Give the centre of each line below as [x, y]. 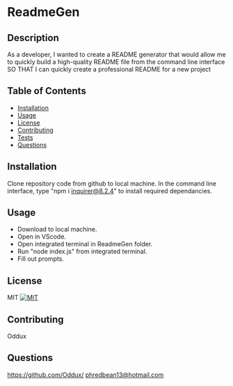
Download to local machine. [57, 230]
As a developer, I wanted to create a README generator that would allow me [116, 54]
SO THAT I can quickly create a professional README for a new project [109, 69]
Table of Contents [47, 91]
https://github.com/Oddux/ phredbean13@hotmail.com [86, 375]
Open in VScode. [41, 236]
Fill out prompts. [41, 259]
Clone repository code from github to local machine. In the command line [112, 183]
